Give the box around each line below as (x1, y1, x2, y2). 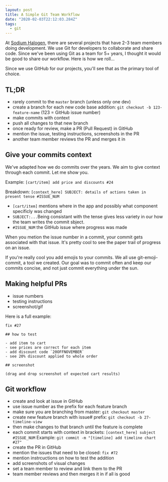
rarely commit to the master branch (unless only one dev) (12, 98, 131, 104)
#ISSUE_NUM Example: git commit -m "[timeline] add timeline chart (12, 435, 156, 441)
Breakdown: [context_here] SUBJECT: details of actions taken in (5, 189, 146, 195)
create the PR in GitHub (12, 444, 61, 450)
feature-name (12, 110, 40, 115)
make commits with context (12, 114, 70, 120)
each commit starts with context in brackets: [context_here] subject (12, 429, 156, 435)
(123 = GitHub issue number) (41, 109, 101, 115)
